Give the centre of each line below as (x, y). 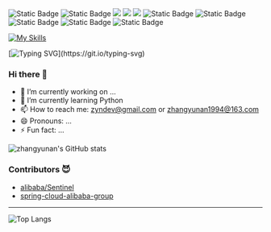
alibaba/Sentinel (47, 187)
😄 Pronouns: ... (46, 121)
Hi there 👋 (28, 74)
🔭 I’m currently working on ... (68, 92)
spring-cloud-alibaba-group (67, 196)
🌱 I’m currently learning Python (71, 101)
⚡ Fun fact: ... (42, 130)
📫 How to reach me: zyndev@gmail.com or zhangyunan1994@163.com (140, 110)
